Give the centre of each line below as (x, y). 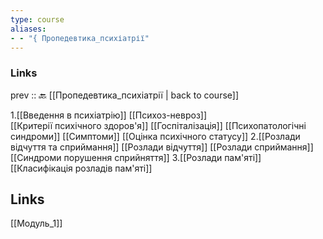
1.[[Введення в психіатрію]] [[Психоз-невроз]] (109, 115)
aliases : (28, 29)
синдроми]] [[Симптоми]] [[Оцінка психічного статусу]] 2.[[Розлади (155, 136)
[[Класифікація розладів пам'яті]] (81, 168)
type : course (37, 19)
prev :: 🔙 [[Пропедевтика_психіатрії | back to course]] (125, 95)
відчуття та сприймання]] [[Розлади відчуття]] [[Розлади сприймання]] (162, 147)
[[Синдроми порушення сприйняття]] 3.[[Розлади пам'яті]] (136, 157)
